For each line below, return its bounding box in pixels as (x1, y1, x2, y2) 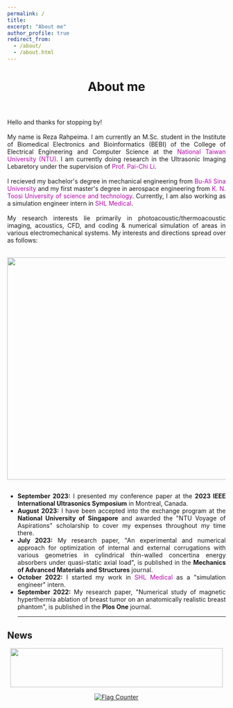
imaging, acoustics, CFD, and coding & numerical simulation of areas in (7, 222, 226, 230)
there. (17, 529, 35, 537)
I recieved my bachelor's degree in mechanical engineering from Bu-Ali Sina (7, 177, 226, 186)
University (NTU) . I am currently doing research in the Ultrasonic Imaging (7, 155, 227, 163)
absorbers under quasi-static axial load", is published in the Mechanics (17, 559, 226, 567)
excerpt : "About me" (7, 23, 67, 30)
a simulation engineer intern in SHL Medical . (7, 199, 134, 208)
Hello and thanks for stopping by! (7, 118, 103, 126)
